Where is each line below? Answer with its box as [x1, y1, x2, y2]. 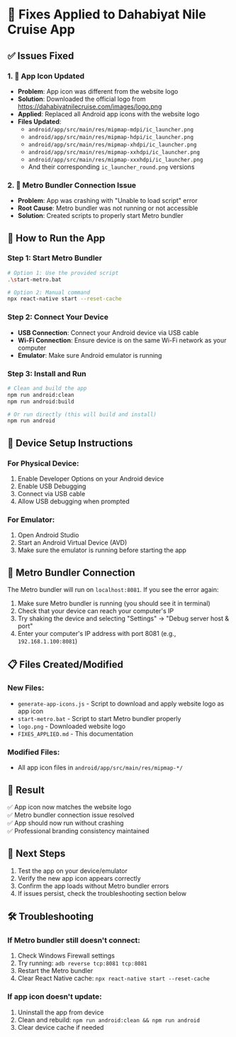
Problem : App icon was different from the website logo [17, 87, 179, 95]
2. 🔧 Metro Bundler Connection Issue [7, 180, 137, 190]
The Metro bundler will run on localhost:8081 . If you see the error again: [7, 586, 219, 594]
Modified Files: [7, 747, 60, 757]
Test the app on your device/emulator [17, 866, 128, 875]
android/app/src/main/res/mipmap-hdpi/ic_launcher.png [28, 133, 193, 141]
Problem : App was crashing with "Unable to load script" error [17, 197, 198, 205]
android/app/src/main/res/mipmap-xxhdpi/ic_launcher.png [28, 148, 201, 155]
